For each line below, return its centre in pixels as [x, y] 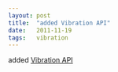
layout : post [29, 15]
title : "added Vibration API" [59, 23]
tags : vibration [38, 38]
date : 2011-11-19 [40, 30]
